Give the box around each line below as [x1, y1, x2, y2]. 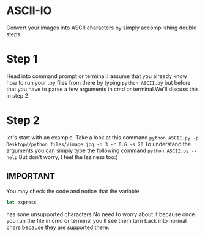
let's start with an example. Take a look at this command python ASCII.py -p [6, 133, 199, 141]
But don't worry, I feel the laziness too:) [18, 153, 118, 160]
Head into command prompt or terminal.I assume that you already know [6, 72, 188, 80]
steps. [6, 30, 22, 37]
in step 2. [6, 91, 30, 99]
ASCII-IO [6, 4, 52, 18]
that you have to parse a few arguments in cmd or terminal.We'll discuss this [6, 85, 199, 93]
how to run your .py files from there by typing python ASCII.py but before [6, 79, 191, 86]
